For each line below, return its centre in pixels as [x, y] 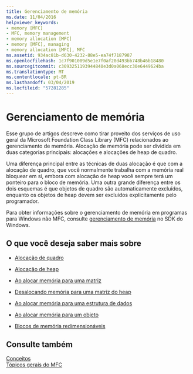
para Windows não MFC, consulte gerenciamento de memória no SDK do [94, 219]
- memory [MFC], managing [38, 45]
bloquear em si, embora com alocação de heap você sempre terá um [89, 176]
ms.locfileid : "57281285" [38, 88]
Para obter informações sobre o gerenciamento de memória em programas [97, 212]
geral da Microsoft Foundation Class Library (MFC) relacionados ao [87, 139]
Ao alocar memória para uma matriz [58, 280]
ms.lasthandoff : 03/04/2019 [40, 83]
